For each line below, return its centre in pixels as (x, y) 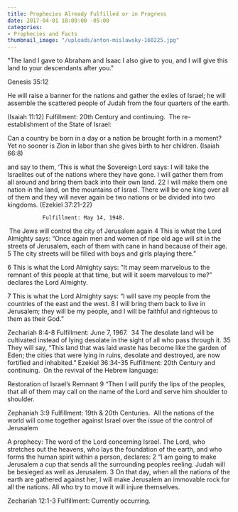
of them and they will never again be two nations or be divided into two (111, 197)
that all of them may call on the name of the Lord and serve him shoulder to (118, 392)
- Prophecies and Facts (43, 34)
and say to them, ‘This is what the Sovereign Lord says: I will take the (108, 167)
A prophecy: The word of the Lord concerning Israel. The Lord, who (107, 442)
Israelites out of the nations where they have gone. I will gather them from (115, 175)
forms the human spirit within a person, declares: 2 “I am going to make (112, 457)
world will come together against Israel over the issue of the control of (110, 420)
